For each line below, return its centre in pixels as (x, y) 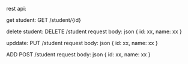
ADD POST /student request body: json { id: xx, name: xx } (78, 55)
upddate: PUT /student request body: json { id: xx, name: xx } (82, 43)
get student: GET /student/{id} (44, 20)
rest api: (16, 9)
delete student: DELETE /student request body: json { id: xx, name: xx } (94, 31)
